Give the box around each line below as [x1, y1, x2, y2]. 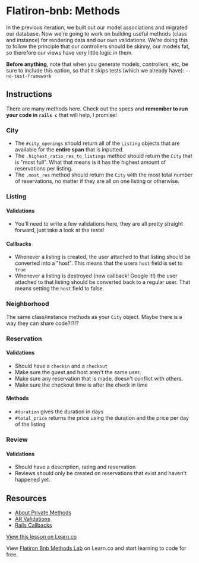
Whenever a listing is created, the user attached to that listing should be [14, 254, 191, 261]
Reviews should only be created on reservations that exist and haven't [14, 470, 187, 477]
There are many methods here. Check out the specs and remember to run [6, 105, 188, 112]
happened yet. [14, 476, 50, 483]
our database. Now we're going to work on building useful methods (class [6, 30, 187, 37]
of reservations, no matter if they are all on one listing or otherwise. [14, 178, 180, 185]
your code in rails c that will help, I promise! [6, 111, 117, 118]
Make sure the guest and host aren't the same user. [14, 368, 141, 375]
